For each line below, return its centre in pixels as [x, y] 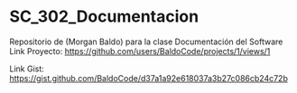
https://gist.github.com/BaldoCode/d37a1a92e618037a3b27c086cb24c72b [149, 78]
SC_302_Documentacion [104, 17]
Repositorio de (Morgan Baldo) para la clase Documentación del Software [146, 42]
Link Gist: [27, 69]
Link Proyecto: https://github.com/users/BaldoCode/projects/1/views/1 [140, 51]
